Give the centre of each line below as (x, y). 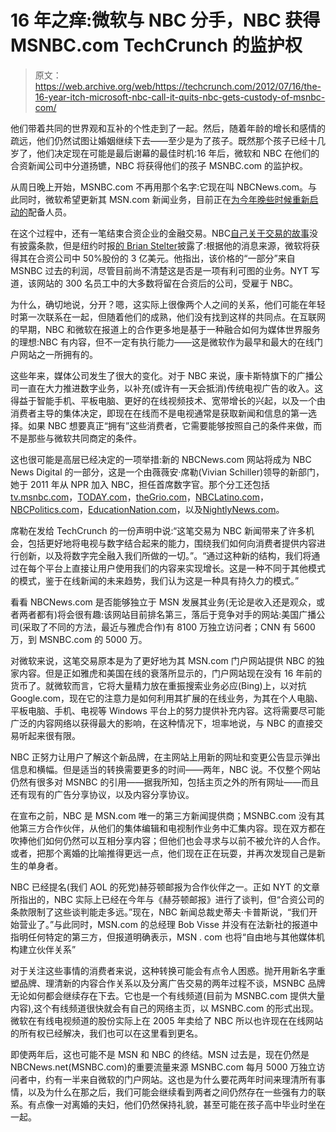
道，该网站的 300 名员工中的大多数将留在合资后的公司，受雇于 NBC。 (154, 283)
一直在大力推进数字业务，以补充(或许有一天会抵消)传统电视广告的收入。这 (171, 388)
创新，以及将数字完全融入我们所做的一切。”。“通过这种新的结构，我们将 (165, 555)
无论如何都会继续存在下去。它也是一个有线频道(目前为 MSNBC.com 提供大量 (168, 995)
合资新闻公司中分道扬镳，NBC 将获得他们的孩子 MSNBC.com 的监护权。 (159, 165)
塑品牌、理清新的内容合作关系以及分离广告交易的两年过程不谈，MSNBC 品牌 (168, 983)
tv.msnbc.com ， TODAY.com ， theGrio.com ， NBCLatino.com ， (140, 497)
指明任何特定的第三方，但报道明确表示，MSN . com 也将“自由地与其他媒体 (163, 937)
